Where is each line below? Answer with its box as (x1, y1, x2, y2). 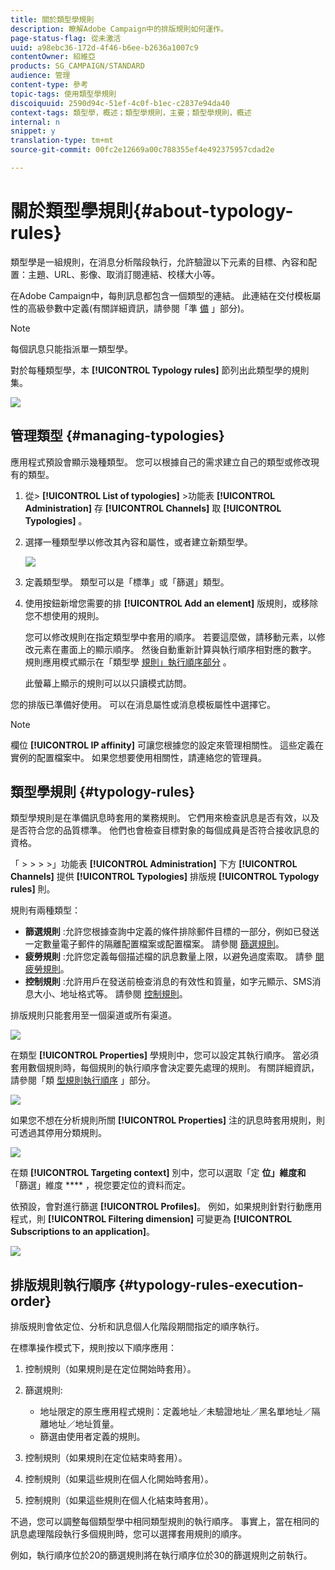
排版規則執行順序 (10, 1276, 116, 1293)
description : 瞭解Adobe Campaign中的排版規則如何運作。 (10, 24, 228, 34)
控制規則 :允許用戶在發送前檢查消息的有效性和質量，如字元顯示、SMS (24, 976, 313, 988)
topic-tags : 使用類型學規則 (10, 89, 117, 99)
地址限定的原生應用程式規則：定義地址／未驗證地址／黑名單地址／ (39, 1406, 312, 1418)
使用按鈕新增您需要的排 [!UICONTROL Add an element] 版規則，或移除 (24, 597, 319, 609)
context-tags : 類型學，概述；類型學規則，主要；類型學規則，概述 (10, 107, 252, 118)
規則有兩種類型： (10, 904, 81, 916)
